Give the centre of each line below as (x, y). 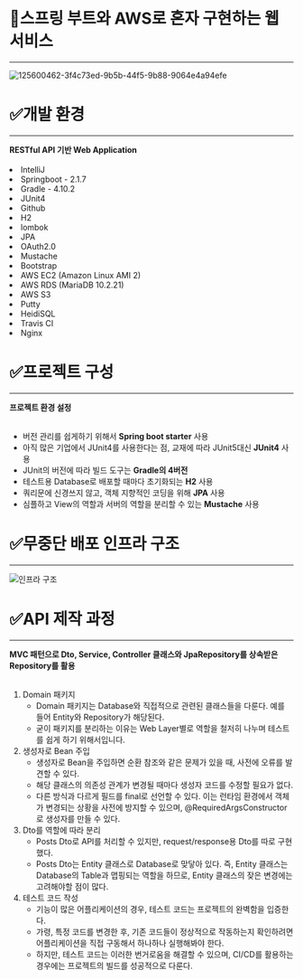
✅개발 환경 (47, 115)
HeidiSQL (38, 314)
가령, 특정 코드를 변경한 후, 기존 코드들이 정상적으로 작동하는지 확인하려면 (165, 931)
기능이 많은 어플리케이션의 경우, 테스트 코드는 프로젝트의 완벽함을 (150, 908)
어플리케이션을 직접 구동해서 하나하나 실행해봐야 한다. (130, 943)
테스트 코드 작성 (50, 898)
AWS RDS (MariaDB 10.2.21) (73, 285)
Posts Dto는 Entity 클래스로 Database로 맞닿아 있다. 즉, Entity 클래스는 (162, 863)
